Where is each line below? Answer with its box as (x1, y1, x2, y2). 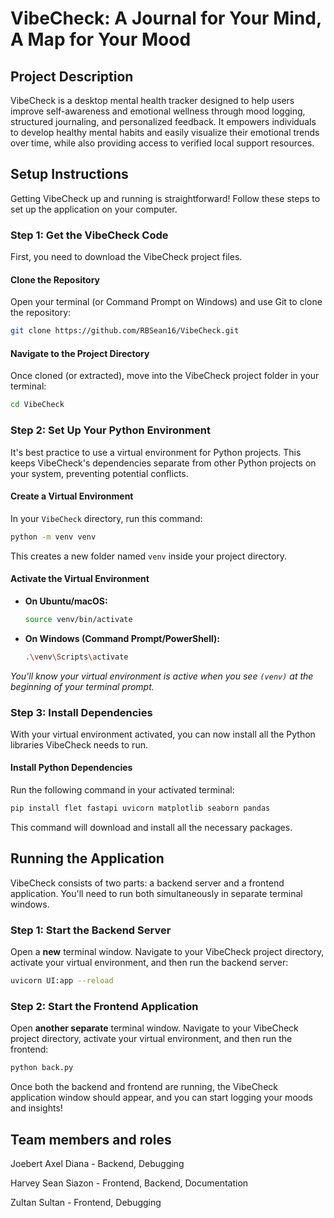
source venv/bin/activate (24, 614, 133, 624)
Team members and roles (10, 1131, 172, 1148)
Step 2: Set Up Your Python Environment (10, 423, 211, 437)
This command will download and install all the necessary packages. (10, 821, 293, 833)
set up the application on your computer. (10, 203, 178, 215)
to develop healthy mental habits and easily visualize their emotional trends (10, 127, 320, 138)
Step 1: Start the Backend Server (10, 923, 172, 937)
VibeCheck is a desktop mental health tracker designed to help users (10, 95, 295, 106)
